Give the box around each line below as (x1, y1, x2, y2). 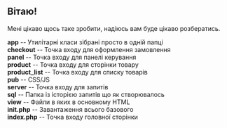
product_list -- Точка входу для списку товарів (7, 68, 149, 76)
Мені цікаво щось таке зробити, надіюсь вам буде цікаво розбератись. (7, 24, 221, 32)
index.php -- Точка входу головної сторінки (7, 113, 139, 121)
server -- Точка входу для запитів (7, 82, 109, 91)
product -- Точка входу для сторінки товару (7, 60, 139, 69)
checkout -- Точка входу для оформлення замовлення (7, 45, 171, 53)
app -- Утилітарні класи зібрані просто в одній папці (7, 38, 163, 46)
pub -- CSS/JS (7, 75, 50, 84)
